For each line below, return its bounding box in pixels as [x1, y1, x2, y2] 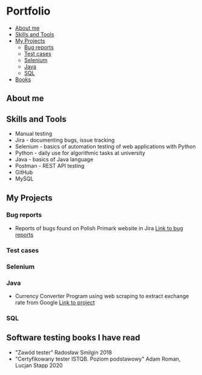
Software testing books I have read [6, 333, 140, 343]
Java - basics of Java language [15, 156, 94, 163]
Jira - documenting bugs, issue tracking [15, 136, 115, 144]
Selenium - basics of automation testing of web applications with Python [15, 143, 196, 150]
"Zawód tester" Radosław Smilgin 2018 [15, 348, 112, 356]
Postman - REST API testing [15, 162, 85, 170]
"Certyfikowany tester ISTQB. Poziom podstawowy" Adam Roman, [15, 355, 181, 362]
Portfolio [6, 4, 51, 18]
